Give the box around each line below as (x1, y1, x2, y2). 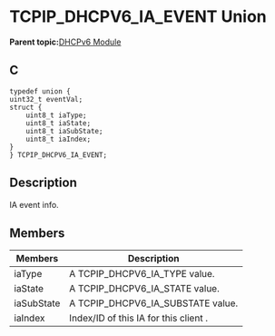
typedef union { (9, 86, 71, 96)
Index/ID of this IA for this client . (69, 311, 209, 324)
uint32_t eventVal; (9, 94, 83, 104)
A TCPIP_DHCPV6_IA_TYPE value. (69, 268, 215, 281)
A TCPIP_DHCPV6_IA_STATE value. (69, 282, 220, 295)
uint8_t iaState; (25, 118, 92, 128)
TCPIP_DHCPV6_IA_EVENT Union (9, 6, 268, 27)
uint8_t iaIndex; (25, 134, 92, 143)
